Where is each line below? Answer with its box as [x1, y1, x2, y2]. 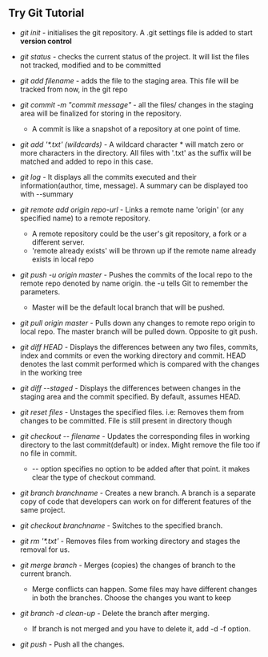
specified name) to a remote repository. [19, 213, 150, 223]
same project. [19, 505, 66, 514]
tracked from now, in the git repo [19, 84, 128, 94]
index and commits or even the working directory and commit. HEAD [19, 351, 246, 360]
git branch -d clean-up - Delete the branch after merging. [19, 608, 210, 618]
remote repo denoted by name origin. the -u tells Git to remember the [19, 278, 249, 288]
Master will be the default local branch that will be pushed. [31, 302, 226, 312]
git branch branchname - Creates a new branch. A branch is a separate [19, 488, 256, 497]
